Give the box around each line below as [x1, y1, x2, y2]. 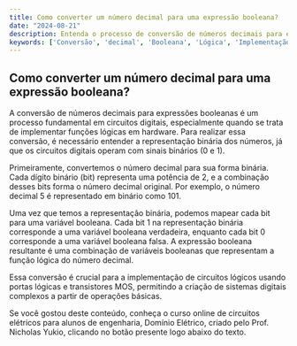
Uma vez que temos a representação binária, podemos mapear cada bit [9, 208, 271, 219]
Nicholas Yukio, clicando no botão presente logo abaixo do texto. [9, 327, 247, 337]
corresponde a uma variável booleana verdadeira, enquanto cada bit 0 [9, 227, 266, 237]
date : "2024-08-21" [9, 21, 81, 30]
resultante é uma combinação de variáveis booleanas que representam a [9, 245, 275, 257]
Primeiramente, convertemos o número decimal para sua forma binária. [9, 163, 270, 173]
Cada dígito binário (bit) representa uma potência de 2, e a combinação [9, 172, 270, 182]
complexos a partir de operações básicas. [9, 291, 163, 302]
